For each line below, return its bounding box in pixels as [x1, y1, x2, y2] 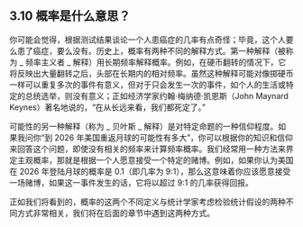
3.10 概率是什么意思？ [9, 8, 131, 24]
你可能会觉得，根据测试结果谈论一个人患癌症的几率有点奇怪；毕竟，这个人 [9, 34, 286, 45]
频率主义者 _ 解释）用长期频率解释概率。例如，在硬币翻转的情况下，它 [25, 57, 287, 68]
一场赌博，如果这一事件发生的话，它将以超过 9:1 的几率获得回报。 [9, 177, 254, 187]
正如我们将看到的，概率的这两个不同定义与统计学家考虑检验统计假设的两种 [9, 196, 286, 207]
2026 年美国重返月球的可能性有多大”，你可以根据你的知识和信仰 [54, 132, 293, 142]
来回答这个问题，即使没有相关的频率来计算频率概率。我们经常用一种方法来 [9, 143, 286, 154]
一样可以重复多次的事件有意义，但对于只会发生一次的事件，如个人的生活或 [9, 79, 286, 90]
